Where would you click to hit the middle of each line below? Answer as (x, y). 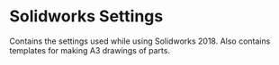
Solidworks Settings (86, 16)
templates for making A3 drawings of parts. (90, 50)
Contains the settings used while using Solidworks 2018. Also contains (140, 41)
